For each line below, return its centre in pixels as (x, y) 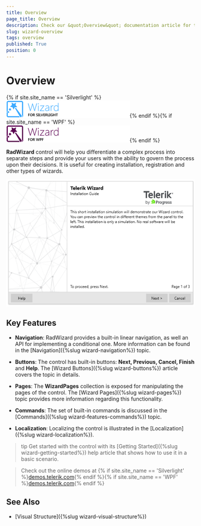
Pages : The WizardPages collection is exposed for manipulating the (99, 386)
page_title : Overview (33, 19)
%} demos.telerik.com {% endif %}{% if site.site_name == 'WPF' (99, 477)
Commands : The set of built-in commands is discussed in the (91, 410)
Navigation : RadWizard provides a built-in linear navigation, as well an (101, 337)
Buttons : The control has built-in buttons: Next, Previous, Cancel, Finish (105, 362)
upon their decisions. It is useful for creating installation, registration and (95, 164)
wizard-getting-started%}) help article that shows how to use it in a (104, 452)
